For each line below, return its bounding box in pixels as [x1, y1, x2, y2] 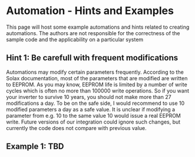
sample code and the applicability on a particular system [6, 36, 144, 43]
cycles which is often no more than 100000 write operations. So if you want [6, 87, 190, 94]
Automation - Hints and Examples [6, 4, 174, 18]
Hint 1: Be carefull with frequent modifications [6, 53, 179, 63]
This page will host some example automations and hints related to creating [6, 23, 190, 30]
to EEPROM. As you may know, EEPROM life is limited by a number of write [6, 81, 187, 88]
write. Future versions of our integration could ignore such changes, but [6, 118, 181, 125]
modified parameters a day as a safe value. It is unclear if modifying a [6, 105, 176, 112]
